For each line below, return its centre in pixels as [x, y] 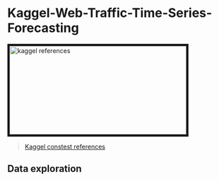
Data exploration [45, 169]
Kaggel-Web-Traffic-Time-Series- [110, 13]
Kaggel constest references [65, 146]
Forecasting [43, 28]
